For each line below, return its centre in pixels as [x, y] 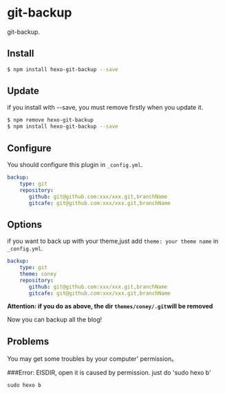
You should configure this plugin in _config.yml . [75, 165]
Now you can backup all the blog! [55, 319]
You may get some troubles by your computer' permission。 [92, 359]
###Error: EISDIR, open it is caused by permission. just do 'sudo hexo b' [109, 373]
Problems [28, 341]
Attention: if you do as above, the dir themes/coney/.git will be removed [110, 306]
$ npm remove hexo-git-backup [51, 120]
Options [25, 225]
